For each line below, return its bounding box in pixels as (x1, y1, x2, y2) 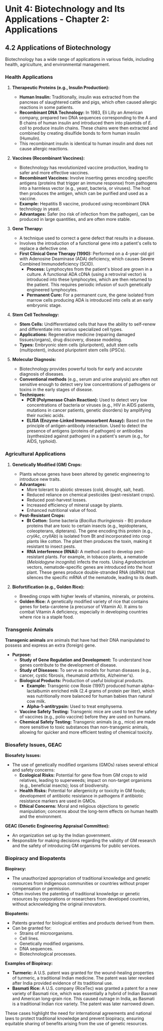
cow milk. (26, 698, 46, 704)
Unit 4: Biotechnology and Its (5, 3, 125, 15)
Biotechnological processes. (19, 951, 76, 957)
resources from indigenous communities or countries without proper (12, 881, 149, 886)
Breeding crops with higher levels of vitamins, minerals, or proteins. (19, 593, 155, 599)
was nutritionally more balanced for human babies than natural (26, 693, 152, 699)
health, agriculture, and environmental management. (5, 62, 110, 67)
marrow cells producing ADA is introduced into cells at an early (26, 297, 153, 303)
